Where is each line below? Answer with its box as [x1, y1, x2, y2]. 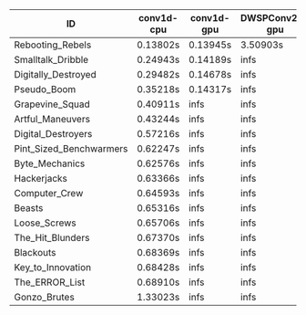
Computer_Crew [14, 187, 84, 199]
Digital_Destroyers [14, 128, 93, 140]
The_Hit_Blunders [14, 232, 90, 244]
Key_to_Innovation [14, 261, 92, 273]
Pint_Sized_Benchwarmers [14, 142, 128, 154]
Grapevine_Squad [14, 98, 91, 110]
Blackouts [14, 247, 56, 258]
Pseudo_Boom [14, 83, 76, 95]
